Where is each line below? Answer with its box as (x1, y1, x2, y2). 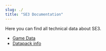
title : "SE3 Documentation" (5, 12, 64, 17)
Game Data (12, 35, 36, 41)
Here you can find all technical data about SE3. (5, 25, 102, 31)
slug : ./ (5, 7, 23, 12)
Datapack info (12, 40, 41, 46)
